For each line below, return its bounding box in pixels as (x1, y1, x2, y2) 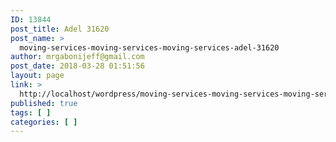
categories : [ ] (10, 117, 78, 127)
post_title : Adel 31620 (10, 24, 110, 34)
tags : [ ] (10, 107, 52, 118)
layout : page (10, 71, 65, 81)
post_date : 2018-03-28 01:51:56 (10, 61, 145, 71)
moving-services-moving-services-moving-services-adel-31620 (19, 42, 280, 53)
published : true (10, 98, 78, 108)
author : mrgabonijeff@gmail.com (10, 52, 145, 62)
